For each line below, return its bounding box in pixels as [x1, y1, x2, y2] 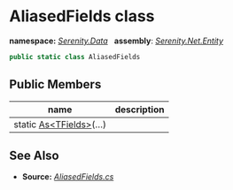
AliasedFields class [9, 6, 155, 27]
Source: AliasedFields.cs [21, 171, 114, 182]
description [114, 103, 165, 116]
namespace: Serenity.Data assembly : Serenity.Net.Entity [9, 35, 224, 46]
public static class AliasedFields [9, 52, 141, 61]
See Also [9, 148, 59, 163]
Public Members [9, 77, 102, 92]
